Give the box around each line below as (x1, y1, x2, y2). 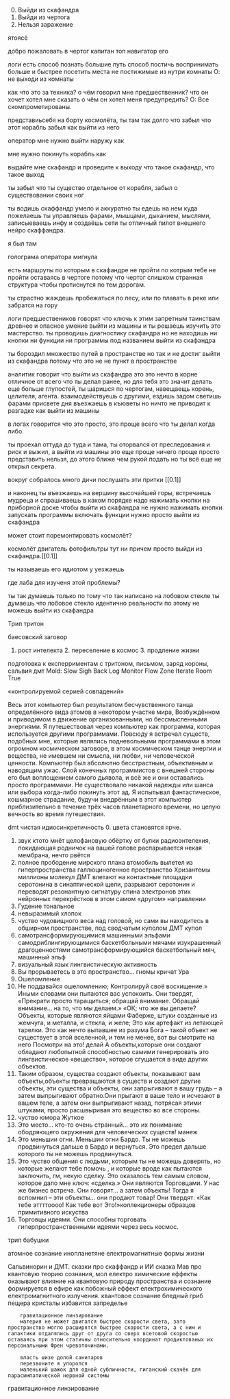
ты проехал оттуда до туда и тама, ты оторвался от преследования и (8, 440, 211, 449)
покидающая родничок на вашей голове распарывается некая (17, 844, 203, 852)
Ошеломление (17, 975, 61, 983)
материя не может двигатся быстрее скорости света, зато (20, 1318, 186, 1325)
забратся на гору (8, 301, 58, 309)
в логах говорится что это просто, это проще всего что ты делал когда (8, 420, 216, 428)
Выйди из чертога (17, 13, 71, 21)
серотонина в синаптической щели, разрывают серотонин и (17, 881, 195, 888)
